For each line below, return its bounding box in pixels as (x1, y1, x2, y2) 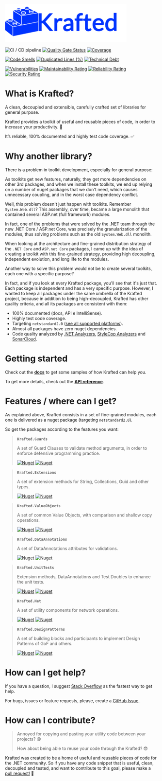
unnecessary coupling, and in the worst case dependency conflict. (5, 192, 138, 197)
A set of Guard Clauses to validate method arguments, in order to (16, 445, 147, 451)
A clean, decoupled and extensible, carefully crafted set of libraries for (5, 104, 146, 110)
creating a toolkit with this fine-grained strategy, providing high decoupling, (5, 251, 156, 257)
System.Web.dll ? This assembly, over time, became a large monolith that (5, 206, 149, 212)
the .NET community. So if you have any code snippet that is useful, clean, (5, 760, 154, 766)
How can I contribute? (5, 714, 96, 726)
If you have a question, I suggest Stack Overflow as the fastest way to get (5, 683, 153, 689)
